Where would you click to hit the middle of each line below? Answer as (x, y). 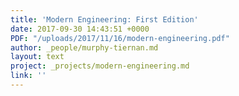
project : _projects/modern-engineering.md (100, 66)
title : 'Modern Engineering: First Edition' (104, 19)
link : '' (28, 76)
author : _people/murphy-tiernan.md (84, 47)
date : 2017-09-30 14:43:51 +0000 (80, 29)
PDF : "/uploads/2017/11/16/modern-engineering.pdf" (120, 38)
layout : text (37, 57)
